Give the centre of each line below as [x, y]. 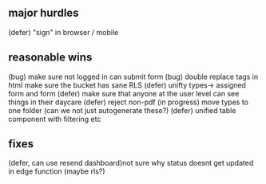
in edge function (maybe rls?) [57, 171]
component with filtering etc [55, 119]
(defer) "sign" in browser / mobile [64, 32]
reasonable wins [50, 58]
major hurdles [44, 13]
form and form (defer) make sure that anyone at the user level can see [124, 93]
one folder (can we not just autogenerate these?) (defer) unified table [122, 110]
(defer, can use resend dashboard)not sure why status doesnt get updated [131, 163]
